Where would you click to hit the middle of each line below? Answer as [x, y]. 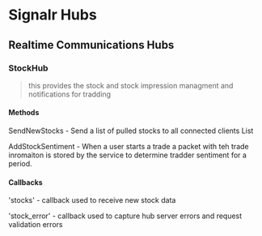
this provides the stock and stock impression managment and [131, 85]
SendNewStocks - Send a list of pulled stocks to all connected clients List [131, 131]
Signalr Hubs [53, 15]
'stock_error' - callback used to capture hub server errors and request [125, 216]
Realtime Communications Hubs [91, 45]
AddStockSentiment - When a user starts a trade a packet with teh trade [129, 147]
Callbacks [25, 182]
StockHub [28, 68]
